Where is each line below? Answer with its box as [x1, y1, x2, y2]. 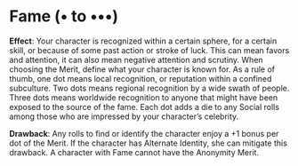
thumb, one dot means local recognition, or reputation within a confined [9, 73, 272, 83]
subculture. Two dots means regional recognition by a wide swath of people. [9, 83, 290, 93]
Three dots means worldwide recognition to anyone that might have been [9, 91, 278, 103]
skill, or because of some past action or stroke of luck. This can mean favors [9, 44, 290, 55]
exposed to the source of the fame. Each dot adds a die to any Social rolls [9, 101, 280, 112]
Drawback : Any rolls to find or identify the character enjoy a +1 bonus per [9, 128, 279, 138]
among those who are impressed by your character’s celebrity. [9, 111, 239, 122]
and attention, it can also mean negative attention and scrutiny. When [9, 54, 264, 65]
